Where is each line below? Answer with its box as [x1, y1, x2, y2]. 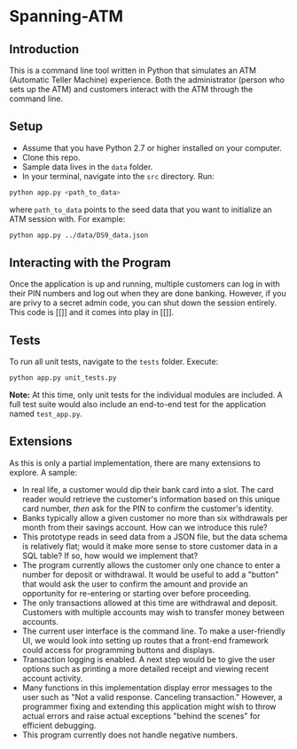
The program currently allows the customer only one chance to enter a [21, 559, 281, 570]
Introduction [9, 42, 80, 57]
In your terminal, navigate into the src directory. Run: [21, 170, 215, 181]
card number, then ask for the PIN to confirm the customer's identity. [21, 503, 274, 514]
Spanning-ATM [9, 6, 124, 27]
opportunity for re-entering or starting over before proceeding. [21, 587, 252, 598]
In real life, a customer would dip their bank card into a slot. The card [21, 484, 274, 494]
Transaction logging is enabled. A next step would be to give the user [21, 654, 276, 665]
